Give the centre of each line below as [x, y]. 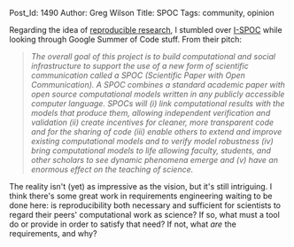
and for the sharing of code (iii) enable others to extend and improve [156, 131]
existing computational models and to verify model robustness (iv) [152, 141]
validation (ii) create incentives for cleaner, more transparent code [152, 122]
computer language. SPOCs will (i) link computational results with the [158, 104]
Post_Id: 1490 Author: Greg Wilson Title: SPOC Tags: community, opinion [142, 13]
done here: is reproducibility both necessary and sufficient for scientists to [145, 205]
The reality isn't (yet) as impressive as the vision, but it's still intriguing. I [141, 186]
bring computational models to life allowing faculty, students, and [151, 151]
